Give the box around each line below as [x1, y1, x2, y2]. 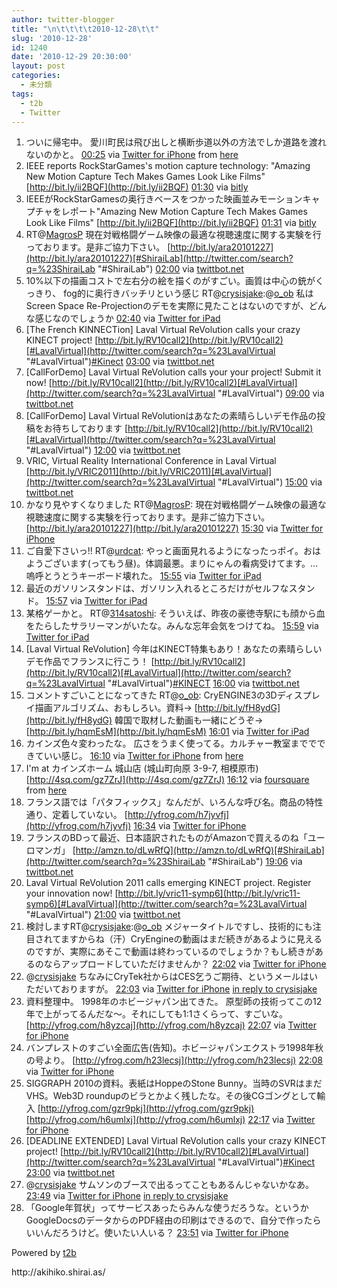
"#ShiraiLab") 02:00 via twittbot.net [97, 263, 244, 275]
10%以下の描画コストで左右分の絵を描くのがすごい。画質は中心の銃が [25, 275, 316, 287]
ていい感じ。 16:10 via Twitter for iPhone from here [34, 750, 244, 762]
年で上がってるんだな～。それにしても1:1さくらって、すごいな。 [25, 1008, 288, 1020]
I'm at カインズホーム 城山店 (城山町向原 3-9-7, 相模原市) [25, 762, 259, 775]
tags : [11, 89, 34, 99]
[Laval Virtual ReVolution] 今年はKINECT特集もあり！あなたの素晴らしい [25, 643, 323, 655]
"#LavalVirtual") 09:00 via [217, 387, 325, 400]
